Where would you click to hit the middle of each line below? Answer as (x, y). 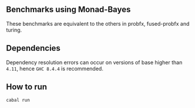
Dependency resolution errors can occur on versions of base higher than (94, 62)
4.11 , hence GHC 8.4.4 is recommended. (55, 68)
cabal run (18, 100)
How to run (27, 87)
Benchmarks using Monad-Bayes (68, 10)
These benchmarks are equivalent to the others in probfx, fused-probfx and (98, 23)
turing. (14, 30)
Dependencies (33, 48)
